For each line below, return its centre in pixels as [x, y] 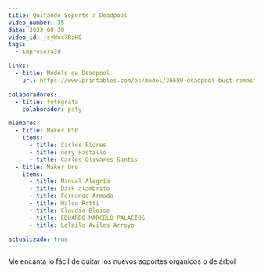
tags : [17, 45]
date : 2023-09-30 [36, 30]
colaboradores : [33, 95]
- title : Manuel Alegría [69, 182]
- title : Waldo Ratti [64, 204]
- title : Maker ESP [47, 131]
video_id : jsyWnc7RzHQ [45, 37]
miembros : [24, 123]
